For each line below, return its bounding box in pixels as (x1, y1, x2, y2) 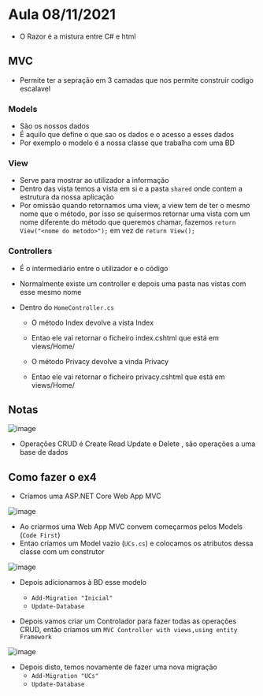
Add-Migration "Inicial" (31, 594, 113, 602)
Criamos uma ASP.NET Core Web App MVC (19, 491, 161, 501)
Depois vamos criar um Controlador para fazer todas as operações (19, 616, 237, 626)
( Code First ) (19, 530, 61, 540)
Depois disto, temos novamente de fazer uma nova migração (19, 662, 218, 672)
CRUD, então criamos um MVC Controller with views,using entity (19, 625, 238, 635)
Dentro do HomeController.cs (19, 302, 114, 312)
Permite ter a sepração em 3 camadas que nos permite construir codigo (19, 75, 254, 84)
